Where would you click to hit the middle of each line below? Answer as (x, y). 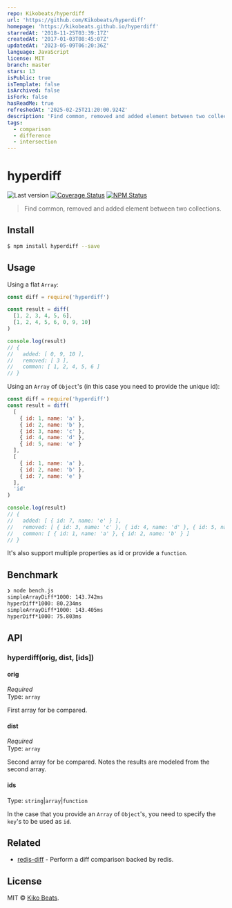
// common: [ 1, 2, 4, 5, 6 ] (54, 367)
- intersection (35, 142)
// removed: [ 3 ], (38, 360)
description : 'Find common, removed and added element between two (106, 116)
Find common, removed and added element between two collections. (123, 209)
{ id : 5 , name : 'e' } (50, 444)
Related (24, 843)
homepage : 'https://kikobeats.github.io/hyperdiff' (83, 26)
